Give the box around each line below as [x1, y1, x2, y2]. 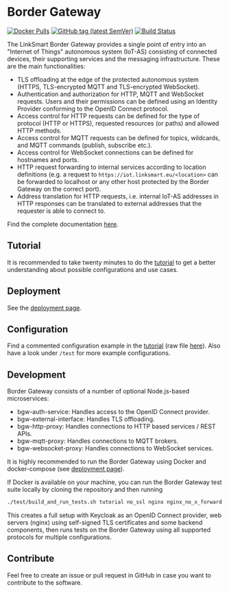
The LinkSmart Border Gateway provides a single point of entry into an [7, 40, 206, 48]
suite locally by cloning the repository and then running [7, 486, 163, 494]
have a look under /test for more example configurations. [7, 349, 171, 357]
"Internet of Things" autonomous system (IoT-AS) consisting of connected [7, 47, 217, 56]
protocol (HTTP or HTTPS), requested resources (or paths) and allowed [16, 119, 219, 127]
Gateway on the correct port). [16, 185, 101, 193]
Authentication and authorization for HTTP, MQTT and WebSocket [16, 90, 204, 98]
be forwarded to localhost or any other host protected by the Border [16, 177, 210, 185]
